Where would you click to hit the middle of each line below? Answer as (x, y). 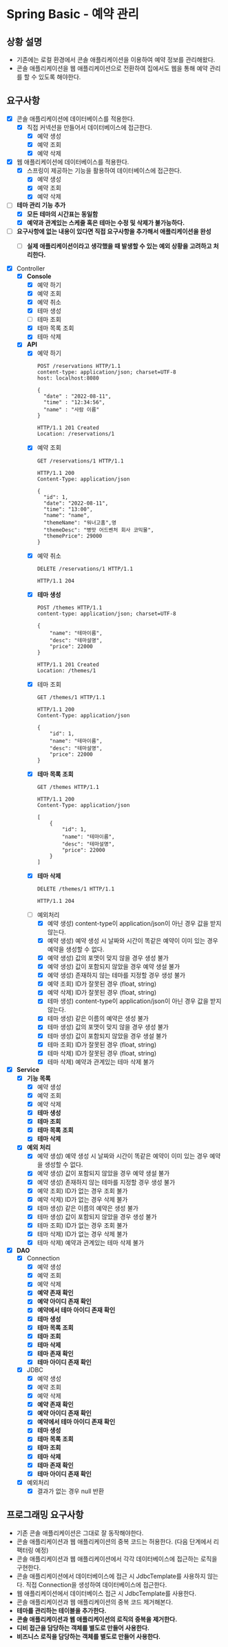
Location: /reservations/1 (76, 434)
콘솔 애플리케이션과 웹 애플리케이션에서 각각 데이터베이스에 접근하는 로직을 (117, 1559)
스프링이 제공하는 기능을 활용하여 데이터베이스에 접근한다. (104, 170)
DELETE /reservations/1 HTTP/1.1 (85, 569)
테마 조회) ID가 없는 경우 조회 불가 (82, 1225)
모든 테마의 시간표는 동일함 (62, 214)
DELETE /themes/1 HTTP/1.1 (76, 889)
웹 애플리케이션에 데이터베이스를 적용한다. (73, 162)
